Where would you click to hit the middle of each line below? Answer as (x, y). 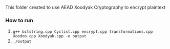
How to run (19, 20)
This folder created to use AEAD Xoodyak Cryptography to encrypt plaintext (86, 7)
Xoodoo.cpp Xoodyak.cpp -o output (49, 36)
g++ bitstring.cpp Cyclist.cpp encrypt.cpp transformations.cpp (83, 32)
